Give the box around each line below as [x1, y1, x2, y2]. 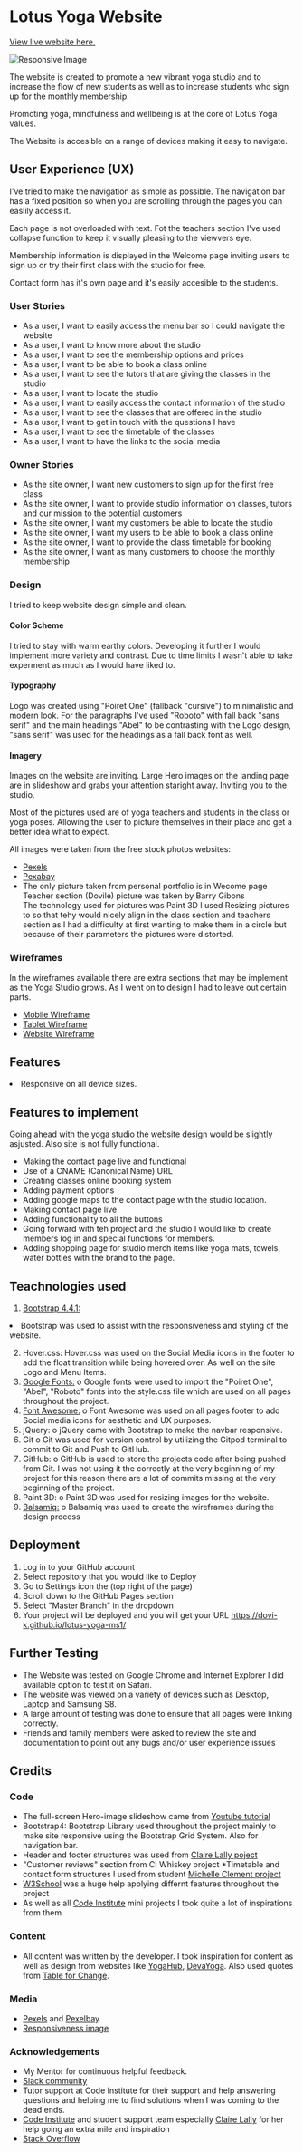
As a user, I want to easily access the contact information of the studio [22, 397, 286, 409]
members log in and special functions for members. [22, 1233, 215, 1244]
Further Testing [9, 1645, 99, 1661]
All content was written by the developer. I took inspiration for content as [22, 1951, 294, 1962]
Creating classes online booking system [22, 1176, 172, 1187]
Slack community [22, 2076, 88, 2087]
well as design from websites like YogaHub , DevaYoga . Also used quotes [22, 1960, 294, 1971]
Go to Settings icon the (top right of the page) [22, 1580, 193, 1592]
